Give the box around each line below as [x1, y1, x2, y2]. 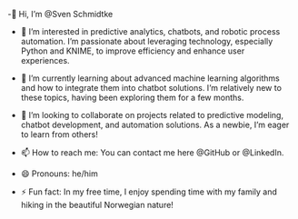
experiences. [20, 55, 70, 65]
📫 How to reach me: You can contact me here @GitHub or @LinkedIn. [20, 147, 284, 158]
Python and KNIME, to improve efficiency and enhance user [20, 45, 245, 56]
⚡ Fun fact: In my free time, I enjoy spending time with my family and [20, 186, 278, 197]
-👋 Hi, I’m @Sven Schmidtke [7, 9, 114, 19]
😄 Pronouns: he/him [20, 168, 98, 179]
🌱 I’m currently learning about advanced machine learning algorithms [20, 73, 280, 84]
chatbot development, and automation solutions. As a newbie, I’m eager [20, 119, 290, 130]
